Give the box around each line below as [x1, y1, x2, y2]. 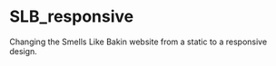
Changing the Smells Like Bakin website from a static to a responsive [9, 36, 268, 47]
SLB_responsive [9, 6, 134, 27]
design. [9, 45, 38, 56]
